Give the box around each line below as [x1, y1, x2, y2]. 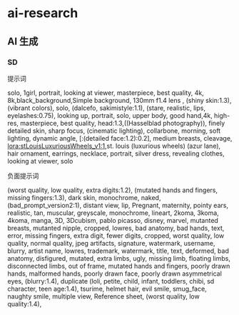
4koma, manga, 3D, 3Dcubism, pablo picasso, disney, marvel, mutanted [7, 216, 219, 224]
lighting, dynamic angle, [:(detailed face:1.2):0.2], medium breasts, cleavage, [7, 134, 233, 142]
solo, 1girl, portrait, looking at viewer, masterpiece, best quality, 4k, [7, 88, 205, 97]
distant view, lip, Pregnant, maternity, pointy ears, [83, 201, 228, 209]
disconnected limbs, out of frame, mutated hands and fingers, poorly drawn [7, 261, 230, 270]
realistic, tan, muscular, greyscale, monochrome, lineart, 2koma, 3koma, [7, 209, 219, 217]
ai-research [7, 5, 78, 21]
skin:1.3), [205, 96, 232, 104]
